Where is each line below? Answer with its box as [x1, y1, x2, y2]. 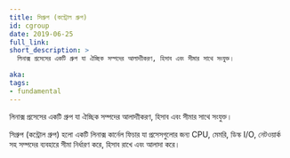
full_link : [9, 37, 50, 47]
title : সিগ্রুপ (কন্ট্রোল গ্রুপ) [9, 12, 87, 22]
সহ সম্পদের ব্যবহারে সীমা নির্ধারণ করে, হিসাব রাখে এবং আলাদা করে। [9, 138, 181, 149]
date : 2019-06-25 [9, 29, 74, 38]
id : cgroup [9, 21, 50, 30]
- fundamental [9, 86, 62, 96]
